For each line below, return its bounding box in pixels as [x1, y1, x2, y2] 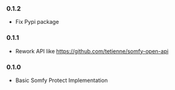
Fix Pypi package [15, 18, 60, 26]
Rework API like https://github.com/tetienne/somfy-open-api [15, 47, 169, 54]
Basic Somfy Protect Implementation [15, 77, 108, 84]
